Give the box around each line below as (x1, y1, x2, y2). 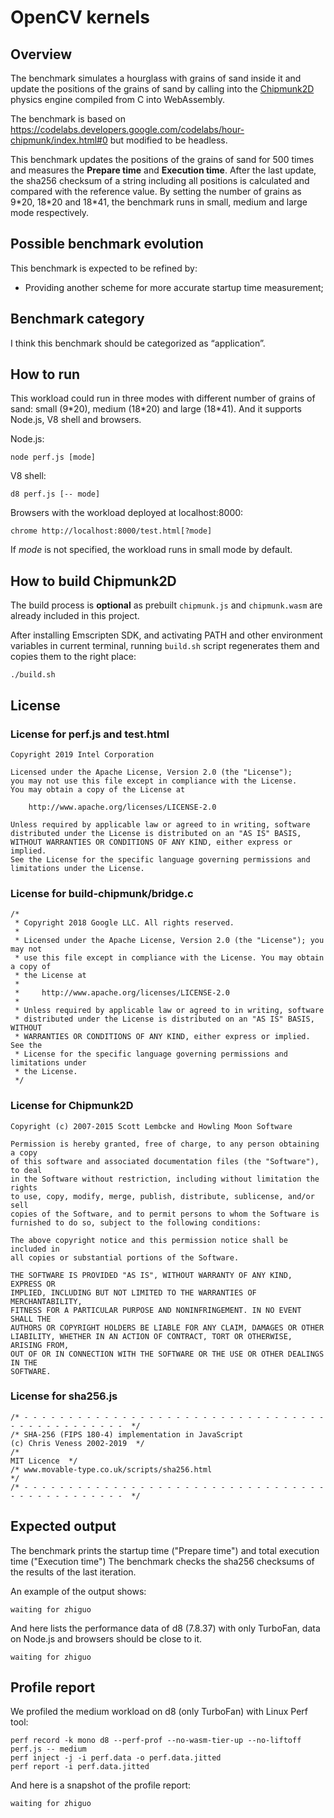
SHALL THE (10, 1314, 52, 1324)
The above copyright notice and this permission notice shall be (10, 1235, 288, 1245)
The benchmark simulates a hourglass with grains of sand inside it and (10, 72, 302, 84)
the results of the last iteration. (10, 1566, 137, 1578)
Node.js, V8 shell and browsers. (10, 414, 142, 426)
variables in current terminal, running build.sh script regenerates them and (10, 640, 320, 652)
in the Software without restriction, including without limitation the (10, 1174, 320, 1184)
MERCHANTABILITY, (10, 1296, 83, 1306)
